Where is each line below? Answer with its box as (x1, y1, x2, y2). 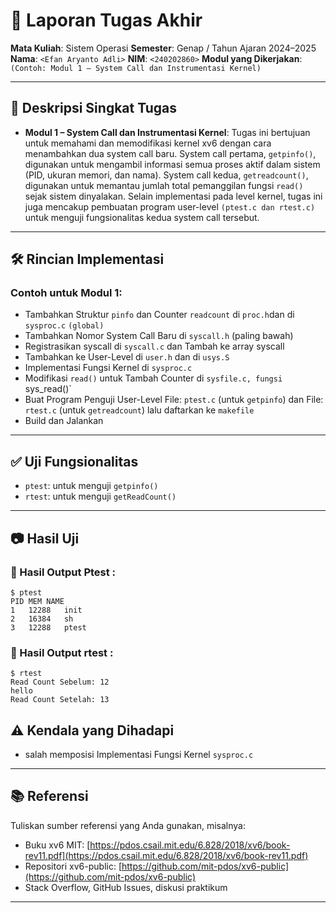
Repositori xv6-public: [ (24, 860, 122, 872)
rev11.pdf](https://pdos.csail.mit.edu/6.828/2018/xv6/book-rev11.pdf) (24, 849, 309, 861)
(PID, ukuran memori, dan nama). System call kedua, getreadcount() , (24, 169, 309, 181)
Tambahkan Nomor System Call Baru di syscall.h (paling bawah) (24, 330, 294, 342)
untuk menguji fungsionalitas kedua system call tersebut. (24, 211, 260, 223)
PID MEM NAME (10, 596, 65, 606)
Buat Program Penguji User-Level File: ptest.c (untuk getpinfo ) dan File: (24, 394, 324, 406)
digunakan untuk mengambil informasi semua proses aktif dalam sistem (24, 158, 321, 170)
